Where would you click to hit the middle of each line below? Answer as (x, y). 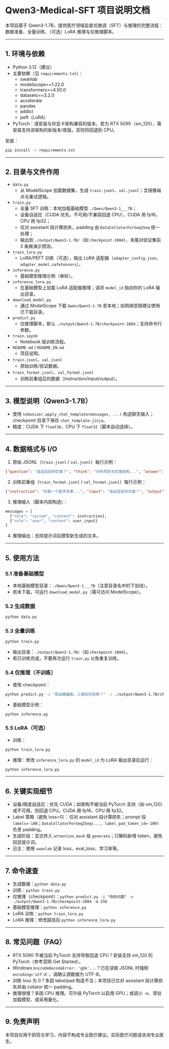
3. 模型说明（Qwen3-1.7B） (49, 401)
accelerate (31, 100)
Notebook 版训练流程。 (44, 342)
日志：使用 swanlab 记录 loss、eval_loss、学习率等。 (67, 849)
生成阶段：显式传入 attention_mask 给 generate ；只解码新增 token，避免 (87, 836)
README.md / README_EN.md (38, 347)
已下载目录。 (33, 312)
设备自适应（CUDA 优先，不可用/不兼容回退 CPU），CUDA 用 (83, 215)
